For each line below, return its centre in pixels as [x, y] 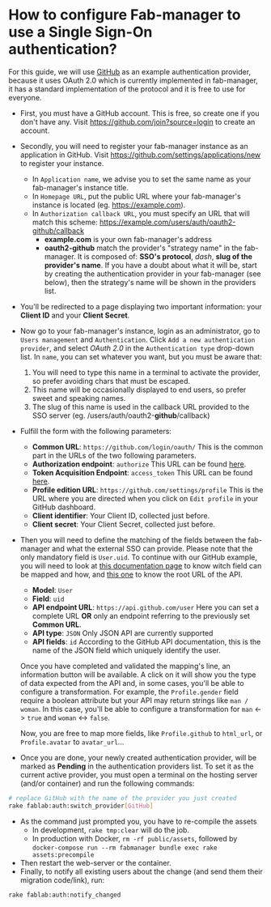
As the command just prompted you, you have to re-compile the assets [138, 821]
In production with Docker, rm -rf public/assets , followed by [135, 838]
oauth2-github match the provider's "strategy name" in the [143, 248]
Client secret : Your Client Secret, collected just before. [124, 524]
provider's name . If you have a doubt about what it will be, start [150, 265]
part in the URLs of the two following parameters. [114, 455]
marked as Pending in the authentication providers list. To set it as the [137, 766]
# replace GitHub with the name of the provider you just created [123, 798]
